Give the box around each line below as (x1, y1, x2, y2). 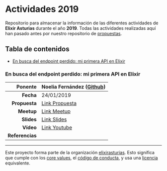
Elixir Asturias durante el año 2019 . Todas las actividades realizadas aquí (5, 25, 156, 31)
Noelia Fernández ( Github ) (41, 84, 106, 90)
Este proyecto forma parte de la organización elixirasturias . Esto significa (5, 150, 155, 156)
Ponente (16, 84, 37, 90)
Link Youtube (41, 124, 72, 131)
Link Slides (41, 116, 67, 123)
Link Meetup (41, 108, 71, 115)
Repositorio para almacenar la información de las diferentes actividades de (5, 20, 159, 26)
